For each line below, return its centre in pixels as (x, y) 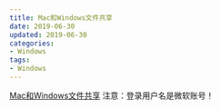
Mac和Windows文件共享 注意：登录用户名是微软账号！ (112, 95)
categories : (32, 43)
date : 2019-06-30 (42, 26)
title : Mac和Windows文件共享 (61, 18)
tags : (20, 60)
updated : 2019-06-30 (49, 35)
